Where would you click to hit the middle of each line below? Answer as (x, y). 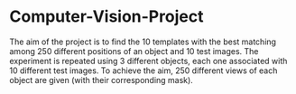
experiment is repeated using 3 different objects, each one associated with (148, 61)
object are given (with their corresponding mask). (102, 80)
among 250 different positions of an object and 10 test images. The (134, 51)
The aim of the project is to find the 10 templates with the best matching (143, 42)
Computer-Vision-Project (106, 17)
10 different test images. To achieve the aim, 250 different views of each (143, 70)
